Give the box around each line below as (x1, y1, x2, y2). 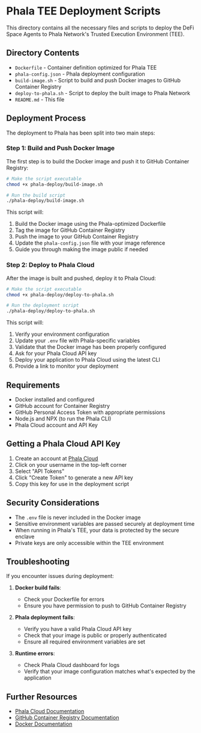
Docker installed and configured (14, 395, 95, 403)
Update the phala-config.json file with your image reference (14, 239, 166, 247)
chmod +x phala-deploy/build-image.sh (6, 181, 103, 187)
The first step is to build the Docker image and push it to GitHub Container (6, 157, 190, 165)
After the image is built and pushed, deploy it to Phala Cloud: (6, 275, 156, 282)
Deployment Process (6, 113, 86, 124)
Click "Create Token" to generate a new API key (14, 473, 133, 481)
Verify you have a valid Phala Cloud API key (23, 625, 132, 633)
